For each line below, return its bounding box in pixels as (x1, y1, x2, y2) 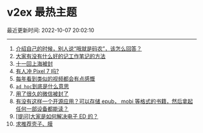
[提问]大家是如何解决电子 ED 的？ (15, 113, 99, 120)
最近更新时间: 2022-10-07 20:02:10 (7, 26, 95, 34)
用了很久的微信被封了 (15, 90, 69, 97)
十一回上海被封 (15, 60, 53, 67)
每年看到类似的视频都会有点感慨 (15, 75, 95, 82)
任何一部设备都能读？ (15, 105, 69, 112)
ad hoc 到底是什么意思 (15, 82, 69, 90)
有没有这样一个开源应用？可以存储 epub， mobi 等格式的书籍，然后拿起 (15, 97, 193, 105)
